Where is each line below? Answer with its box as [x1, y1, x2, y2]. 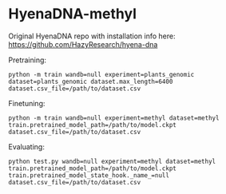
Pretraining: [8, 55, 46, 65]
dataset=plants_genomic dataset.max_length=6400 [8, 77, 173, 85]
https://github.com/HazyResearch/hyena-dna [8, 39, 158, 49]
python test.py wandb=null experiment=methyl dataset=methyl [8, 157, 216, 165]
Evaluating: [8, 141, 46, 152]
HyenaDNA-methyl [8, 5, 137, 23]
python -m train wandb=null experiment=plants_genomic [8, 70, 195, 78]
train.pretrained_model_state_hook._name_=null [8, 171, 170, 180]
